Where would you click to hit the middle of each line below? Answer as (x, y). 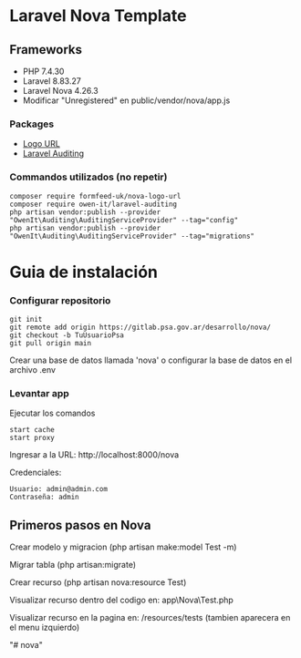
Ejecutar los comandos (52, 413)
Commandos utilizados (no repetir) (88, 177)
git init (26, 320)
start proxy (32, 438)
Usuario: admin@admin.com (58, 489)
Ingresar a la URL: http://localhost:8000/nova (94, 455)
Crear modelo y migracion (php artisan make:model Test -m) (123, 547)
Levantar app (40, 393)
